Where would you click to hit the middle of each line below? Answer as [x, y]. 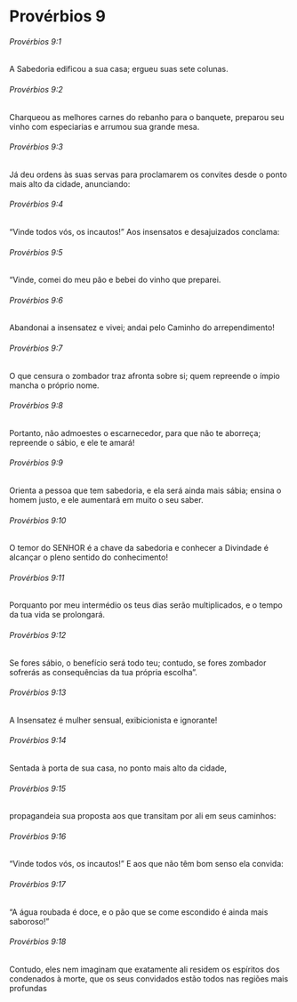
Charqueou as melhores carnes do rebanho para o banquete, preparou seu [147, 117]
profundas [28, 988]
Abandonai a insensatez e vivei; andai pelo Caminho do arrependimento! [142, 327]
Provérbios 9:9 [36, 463]
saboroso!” [29, 921]
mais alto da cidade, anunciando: [70, 183]
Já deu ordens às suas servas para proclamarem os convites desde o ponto [148, 174]
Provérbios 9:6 [36, 300]
